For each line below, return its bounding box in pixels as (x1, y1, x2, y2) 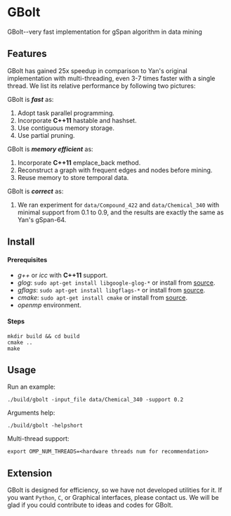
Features (7, 48, 47, 60)
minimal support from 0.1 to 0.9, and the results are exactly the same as (17, 208, 224, 217)
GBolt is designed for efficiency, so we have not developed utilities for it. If (7, 486, 223, 494)
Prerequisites (7, 255, 48, 264)
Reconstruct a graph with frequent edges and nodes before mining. (17, 166, 213, 174)
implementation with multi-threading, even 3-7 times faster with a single (7, 74, 216, 82)
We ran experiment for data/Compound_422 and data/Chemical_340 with (17, 200, 220, 209)
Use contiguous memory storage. (17, 124, 114, 132)
